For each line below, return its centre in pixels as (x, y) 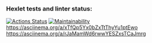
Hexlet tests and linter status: (49, 9)
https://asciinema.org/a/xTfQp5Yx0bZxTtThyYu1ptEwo (72, 27)
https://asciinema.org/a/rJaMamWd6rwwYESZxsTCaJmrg (76, 34)
